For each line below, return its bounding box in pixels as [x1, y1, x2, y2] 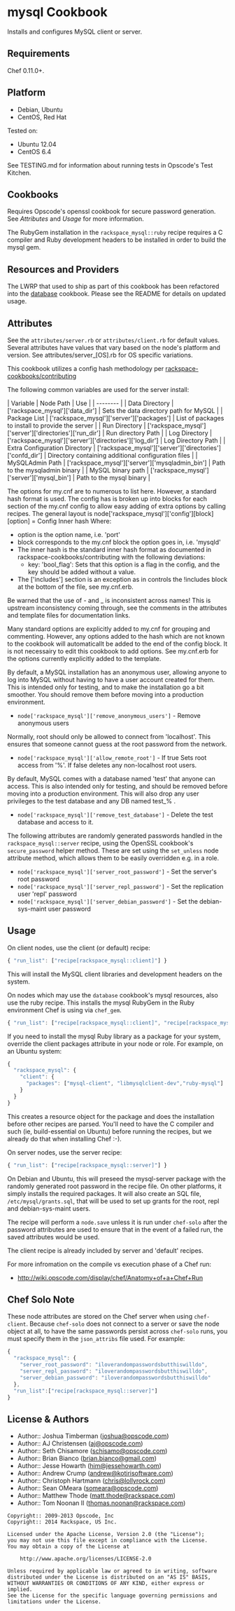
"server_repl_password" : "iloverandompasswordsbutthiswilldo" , [20, 1368, 208, 1375]
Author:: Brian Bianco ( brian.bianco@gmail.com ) [17, 1454, 157, 1462]
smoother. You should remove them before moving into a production [7, 691, 204, 698]
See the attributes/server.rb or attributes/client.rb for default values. [7, 336, 220, 344]
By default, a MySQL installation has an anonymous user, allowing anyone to [7, 668, 227, 677]
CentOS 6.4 [17, 147, 51, 156]
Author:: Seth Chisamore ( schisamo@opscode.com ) [17, 1447, 168, 1455]
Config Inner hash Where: [37, 517, 112, 525]
